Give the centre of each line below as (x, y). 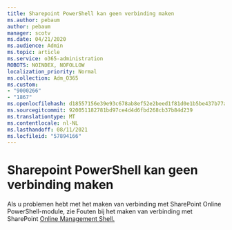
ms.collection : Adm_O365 (43, 78)
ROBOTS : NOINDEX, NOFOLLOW (46, 65)
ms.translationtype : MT (41, 116)
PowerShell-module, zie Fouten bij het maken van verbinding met (100, 211)
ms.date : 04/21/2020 (37, 39)
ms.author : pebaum (33, 20)
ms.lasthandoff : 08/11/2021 (48, 130)
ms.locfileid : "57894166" (44, 136)
